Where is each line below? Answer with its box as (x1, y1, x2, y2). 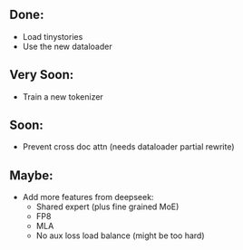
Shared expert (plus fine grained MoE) (35, 201, 180, 212)
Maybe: (9, 168, 53, 183)
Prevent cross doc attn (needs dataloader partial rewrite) (22, 141, 235, 152)
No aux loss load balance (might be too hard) (35, 230, 206, 241)
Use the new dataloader (22, 41, 112, 52)
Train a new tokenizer (22, 91, 104, 102)
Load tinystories (22, 31, 83, 42)
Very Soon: (9, 67, 74, 82)
